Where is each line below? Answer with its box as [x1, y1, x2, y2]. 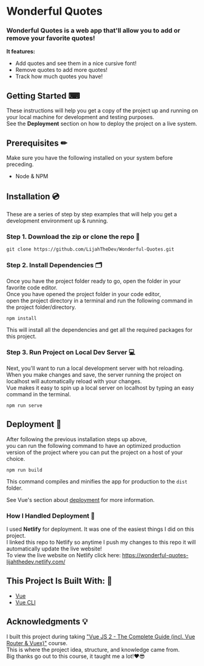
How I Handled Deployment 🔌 [6, 511, 95, 520]
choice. [6, 455, 26, 462]
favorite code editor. [6, 284, 58, 291]
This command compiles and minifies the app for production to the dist [6, 477, 188, 485]
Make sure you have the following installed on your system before [6, 154, 173, 162]
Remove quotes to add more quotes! [15, 66, 108, 74]
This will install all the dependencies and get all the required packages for [6, 326, 193, 333]
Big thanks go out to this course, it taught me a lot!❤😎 [6, 652, 146, 660]
